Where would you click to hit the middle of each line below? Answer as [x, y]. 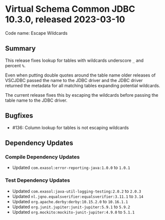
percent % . [15, 65]
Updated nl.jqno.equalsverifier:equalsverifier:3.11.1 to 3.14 [78, 196]
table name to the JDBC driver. [36, 100]
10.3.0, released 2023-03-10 [65, 19]
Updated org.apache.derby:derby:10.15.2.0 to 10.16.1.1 [70, 201]
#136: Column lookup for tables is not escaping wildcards [70, 127]
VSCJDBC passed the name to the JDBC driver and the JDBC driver [74, 80]
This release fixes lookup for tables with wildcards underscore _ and [74, 60]
